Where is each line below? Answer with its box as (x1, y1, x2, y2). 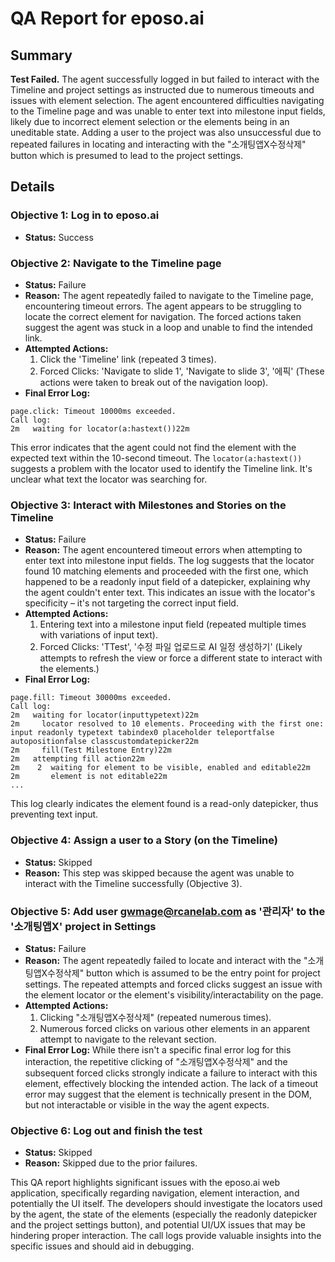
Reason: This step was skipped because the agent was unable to (24, 867, 295, 879)
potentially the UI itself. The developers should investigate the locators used (10, 1198, 323, 1210)
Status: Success (24, 231, 94, 243)
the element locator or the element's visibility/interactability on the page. (24, 988, 324, 1001)
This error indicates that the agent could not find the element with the (10, 441, 297, 453)
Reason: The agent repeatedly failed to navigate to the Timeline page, (24, 289, 314, 301)
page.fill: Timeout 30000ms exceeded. (10, 693, 172, 703)
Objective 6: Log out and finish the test (10, 1123, 203, 1137)
